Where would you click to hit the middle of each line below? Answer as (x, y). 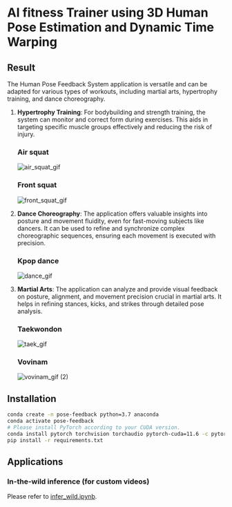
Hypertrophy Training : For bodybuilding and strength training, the (111, 112)
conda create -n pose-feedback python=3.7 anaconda (83, 415)
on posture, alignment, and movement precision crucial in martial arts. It (119, 296)
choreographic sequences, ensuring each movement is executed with (116, 236)
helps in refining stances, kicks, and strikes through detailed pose (111, 304)
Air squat (33, 152)
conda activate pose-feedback (51, 421)
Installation (32, 399)
